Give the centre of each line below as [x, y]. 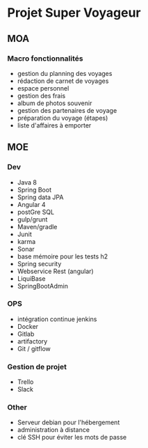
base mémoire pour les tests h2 [63, 256]
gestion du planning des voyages [65, 73]
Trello [25, 382]
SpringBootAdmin [42, 286]
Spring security [39, 263]
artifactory [32, 341]
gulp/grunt [32, 219]
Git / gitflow [34, 348]
